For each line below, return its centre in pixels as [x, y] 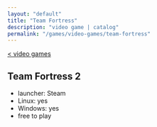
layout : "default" [34, 14]
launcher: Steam [42, 94]
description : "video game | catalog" [63, 27]
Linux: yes [33, 101]
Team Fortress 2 [44, 76]
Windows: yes [38, 109]
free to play [34, 116]
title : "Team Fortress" [43, 21]
